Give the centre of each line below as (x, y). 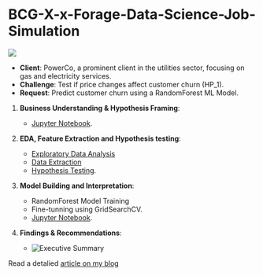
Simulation (44, 31)
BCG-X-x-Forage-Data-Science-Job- (132, 15)
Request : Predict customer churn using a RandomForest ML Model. (129, 93)
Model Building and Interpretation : (77, 186)
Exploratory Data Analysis (73, 153)
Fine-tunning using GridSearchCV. (87, 209)
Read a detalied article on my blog (64, 263)
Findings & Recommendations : (70, 233)
